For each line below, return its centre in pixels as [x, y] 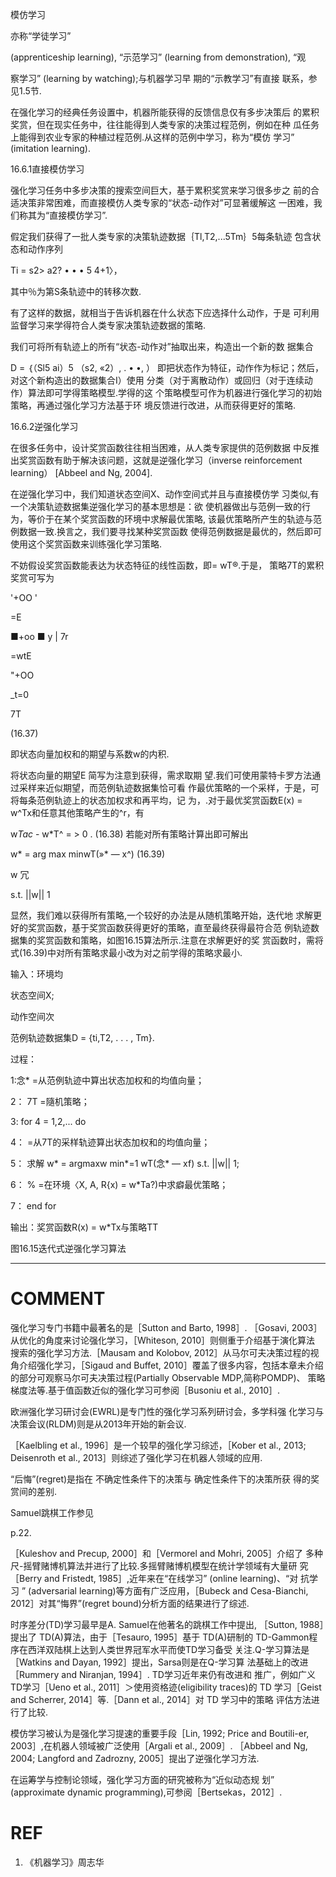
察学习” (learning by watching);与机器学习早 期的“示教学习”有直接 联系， [159, 78]
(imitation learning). [50, 148]
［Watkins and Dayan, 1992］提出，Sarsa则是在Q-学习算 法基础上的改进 [159, 1662]
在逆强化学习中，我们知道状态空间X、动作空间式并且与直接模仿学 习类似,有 [165, 494]
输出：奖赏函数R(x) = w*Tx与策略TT [84, 1227]
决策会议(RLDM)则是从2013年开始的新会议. [98, 1424]
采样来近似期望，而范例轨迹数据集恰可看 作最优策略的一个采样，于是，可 [169, 787]
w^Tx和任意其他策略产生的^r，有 [77, 812]
